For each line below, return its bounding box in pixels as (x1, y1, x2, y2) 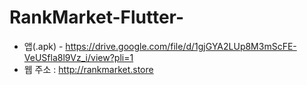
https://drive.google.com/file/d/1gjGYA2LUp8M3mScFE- (65, 40, 297, 52)
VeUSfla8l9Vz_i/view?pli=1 (23, 51, 134, 63)
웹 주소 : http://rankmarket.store (23, 63, 154, 75)
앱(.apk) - (23, 40, 64, 52)
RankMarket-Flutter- (9, 6, 185, 29)
